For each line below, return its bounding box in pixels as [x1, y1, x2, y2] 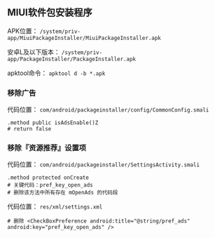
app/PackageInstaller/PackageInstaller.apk [7, 55, 137, 62]
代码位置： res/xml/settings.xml [7, 202, 103, 211]
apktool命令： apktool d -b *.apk [7, 69, 106, 77]
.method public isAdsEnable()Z [7, 119, 99, 126]
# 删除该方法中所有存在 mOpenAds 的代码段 [7, 189, 118, 197]
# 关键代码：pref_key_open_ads [7, 182, 93, 189]
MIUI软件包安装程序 [7, 6, 92, 19]
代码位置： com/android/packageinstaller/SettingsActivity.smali [7, 160, 200, 168]
